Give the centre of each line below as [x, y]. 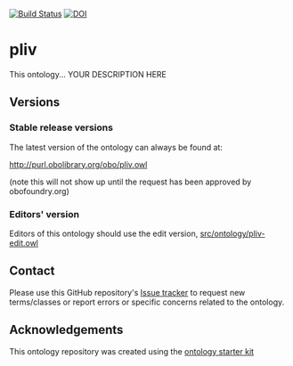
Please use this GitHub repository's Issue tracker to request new [127, 292]
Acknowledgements [66, 330]
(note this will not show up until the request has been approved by [130, 182]
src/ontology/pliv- [232, 233]
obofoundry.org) [39, 191]
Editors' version [45, 214]
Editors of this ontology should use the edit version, [104, 233]
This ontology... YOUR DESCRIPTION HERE [88, 74]
